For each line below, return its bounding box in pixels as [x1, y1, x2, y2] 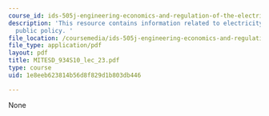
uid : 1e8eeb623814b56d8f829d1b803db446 [8, 71, 142, 79]
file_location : [8, 34, 59, 42]
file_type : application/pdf [8, 42, 102, 50]
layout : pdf [8, 49, 48, 57]
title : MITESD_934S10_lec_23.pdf [8, 57, 120, 65]
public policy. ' [15, 26, 74, 34]
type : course [8, 64, 52, 72]
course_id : [8, 11, 45, 20]
